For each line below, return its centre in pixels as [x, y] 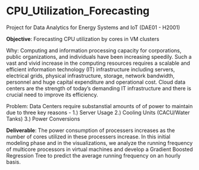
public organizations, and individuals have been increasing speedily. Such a [99, 56]
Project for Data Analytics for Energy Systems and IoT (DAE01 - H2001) [93, 27]
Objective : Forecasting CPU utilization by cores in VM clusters [83, 39]
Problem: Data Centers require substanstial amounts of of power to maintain [99, 106]
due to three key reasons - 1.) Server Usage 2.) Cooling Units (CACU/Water [98, 112]
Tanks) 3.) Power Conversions [43, 119]
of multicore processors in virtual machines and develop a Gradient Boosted [99, 149]
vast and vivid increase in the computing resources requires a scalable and [98, 63]
